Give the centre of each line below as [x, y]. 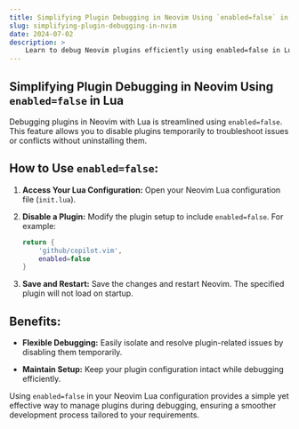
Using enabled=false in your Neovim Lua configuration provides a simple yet [149, 396]
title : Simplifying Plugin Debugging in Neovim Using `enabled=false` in [149, 17]
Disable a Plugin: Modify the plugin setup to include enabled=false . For [153, 216]
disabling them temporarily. [72, 353]
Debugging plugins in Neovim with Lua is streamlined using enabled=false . [146, 122]
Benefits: [35, 321]
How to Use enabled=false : [84, 168]
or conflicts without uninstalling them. [78, 140]
